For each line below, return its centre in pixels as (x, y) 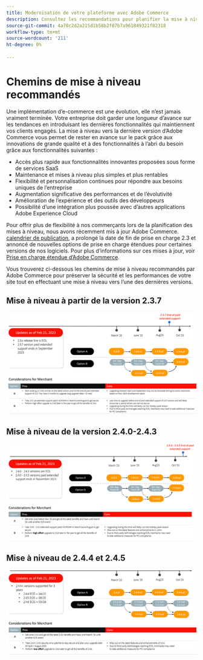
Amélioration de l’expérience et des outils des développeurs (89, 200)
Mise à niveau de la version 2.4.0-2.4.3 (82, 431)
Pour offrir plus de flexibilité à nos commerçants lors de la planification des (99, 225)
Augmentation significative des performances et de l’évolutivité (94, 194)
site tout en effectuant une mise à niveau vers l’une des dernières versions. (100, 282)
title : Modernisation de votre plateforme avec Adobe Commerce (88, 13)
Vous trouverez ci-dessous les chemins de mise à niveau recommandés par (101, 269)
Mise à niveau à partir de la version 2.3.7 (84, 301)
